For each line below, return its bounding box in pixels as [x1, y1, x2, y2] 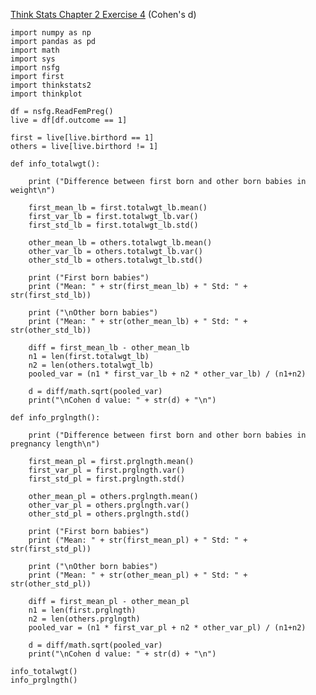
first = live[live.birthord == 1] [10, 133, 155, 143]
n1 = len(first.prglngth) [28, 605, 137, 615]
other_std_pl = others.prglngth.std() [28, 509, 190, 519]
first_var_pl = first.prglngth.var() [28, 465, 186, 475]
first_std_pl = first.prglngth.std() [28, 474, 186, 484]
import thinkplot [10, 89, 83, 99]
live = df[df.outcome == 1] [10, 115, 128, 125]
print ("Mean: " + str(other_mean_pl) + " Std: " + [28, 570, 248, 580]
